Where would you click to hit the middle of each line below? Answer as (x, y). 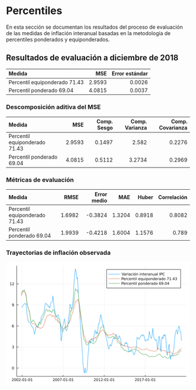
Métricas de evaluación (40, 180)
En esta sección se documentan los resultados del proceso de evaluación (94, 27)
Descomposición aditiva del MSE (53, 107)
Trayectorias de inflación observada (58, 252)
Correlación (173, 197)
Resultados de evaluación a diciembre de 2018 (92, 58)
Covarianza (173, 128)
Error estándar (130, 74)
